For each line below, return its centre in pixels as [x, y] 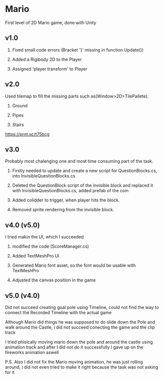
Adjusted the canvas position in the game [54, 280]
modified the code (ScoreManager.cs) [50, 247]
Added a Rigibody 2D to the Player [47, 59]
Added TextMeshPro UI [36, 256]
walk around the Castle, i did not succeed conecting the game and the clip [80, 327]
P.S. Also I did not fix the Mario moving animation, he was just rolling [74, 362]
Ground [20, 105]
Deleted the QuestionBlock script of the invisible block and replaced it [82, 185]
